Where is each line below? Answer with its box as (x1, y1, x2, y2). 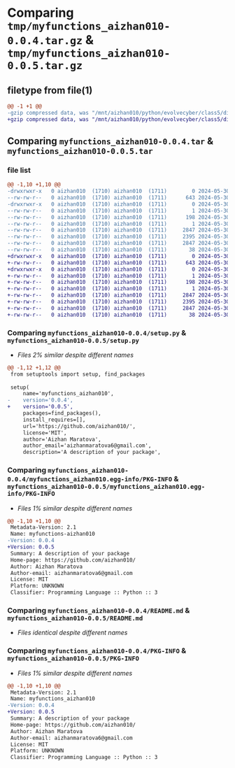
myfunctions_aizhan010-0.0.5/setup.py (7, 336, 140, 344)
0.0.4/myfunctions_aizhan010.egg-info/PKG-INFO (7, 476, 173, 483)
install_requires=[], (22, 416, 86, 423)
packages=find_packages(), (22, 410, 101, 417)
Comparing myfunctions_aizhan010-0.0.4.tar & (7, 135, 213, 148)
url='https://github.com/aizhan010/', (22, 422, 136, 429)
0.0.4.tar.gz (7, 34, 83, 48)
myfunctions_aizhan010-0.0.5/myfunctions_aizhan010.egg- (7, 483, 206, 491)
